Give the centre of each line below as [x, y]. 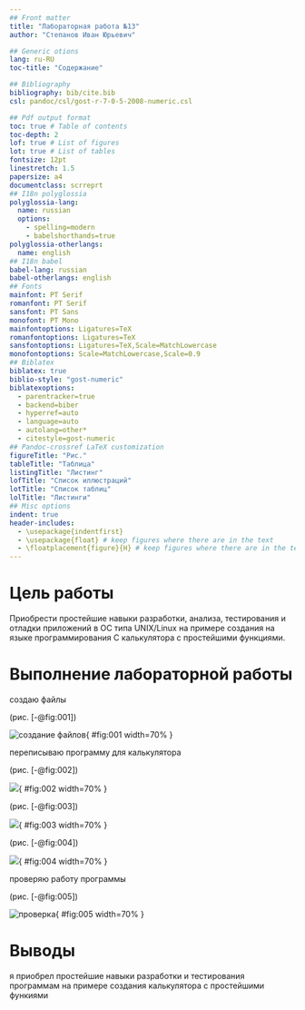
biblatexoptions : [42, 388]
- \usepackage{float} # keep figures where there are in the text [146, 540]
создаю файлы [38, 699]
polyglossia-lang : [44, 202]
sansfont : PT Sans [44, 312]
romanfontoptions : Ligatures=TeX [73, 337]
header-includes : [42, 523]
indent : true [34, 514]
